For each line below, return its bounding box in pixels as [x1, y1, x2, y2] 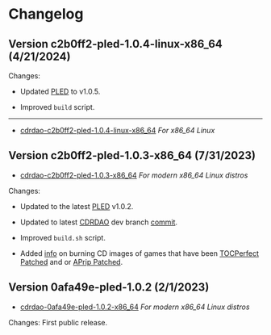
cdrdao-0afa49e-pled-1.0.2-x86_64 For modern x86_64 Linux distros [19, 302, 250, 312]
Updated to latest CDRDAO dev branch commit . [19, 217, 178, 227]
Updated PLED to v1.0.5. [19, 86, 101, 96]
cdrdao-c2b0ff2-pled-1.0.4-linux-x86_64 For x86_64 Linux [19, 126, 215, 135]
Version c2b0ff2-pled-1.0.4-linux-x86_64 [8, 37, 223, 51]
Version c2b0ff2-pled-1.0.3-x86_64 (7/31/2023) [8, 149, 256, 162]
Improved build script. [19, 103, 95, 111]
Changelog [8, 5, 84, 23]
